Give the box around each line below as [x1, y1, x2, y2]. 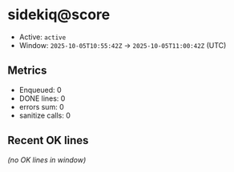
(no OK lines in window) [7, 154, 87, 165]
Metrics [7, 64, 47, 78]
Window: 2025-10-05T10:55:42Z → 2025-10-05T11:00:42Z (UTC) [18, 40, 227, 50]
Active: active [18, 32, 67, 42]
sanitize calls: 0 [18, 110, 71, 120]
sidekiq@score [7, 6, 111, 24]
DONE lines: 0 [18, 94, 66, 103]
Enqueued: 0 [18, 85, 62, 94]
